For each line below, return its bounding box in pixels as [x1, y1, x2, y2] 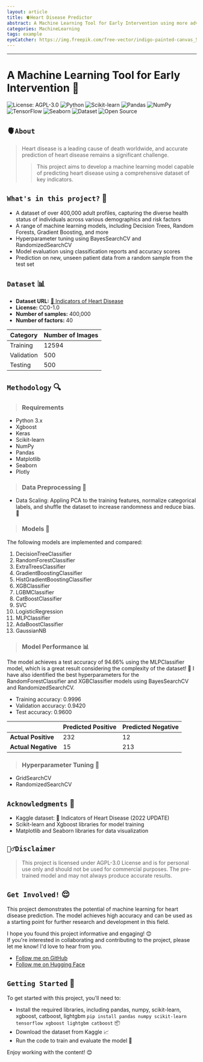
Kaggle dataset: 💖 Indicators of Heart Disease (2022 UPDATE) [15, 814, 170, 822]
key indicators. [36, 175, 73, 183]
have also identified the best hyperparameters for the [7, 671, 139, 678]
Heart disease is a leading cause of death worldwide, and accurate [21, 145, 189, 152]
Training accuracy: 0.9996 [15, 696, 81, 703]
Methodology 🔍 [7, 382, 61, 392]
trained [21, 872, 40, 879]
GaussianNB [15, 627, 47, 634]
